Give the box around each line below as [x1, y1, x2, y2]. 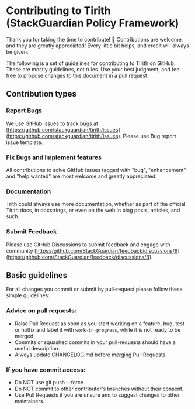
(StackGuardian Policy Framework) [6, 16, 179, 30]
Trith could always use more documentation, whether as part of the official [6, 201, 186, 208]
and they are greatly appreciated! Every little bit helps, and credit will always [6, 42, 190, 49]
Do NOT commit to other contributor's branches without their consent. [14, 385, 184, 392]
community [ [6, 247, 37, 254]
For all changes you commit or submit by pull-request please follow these [6, 286, 183, 293]
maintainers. [14, 397, 45, 404]
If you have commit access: [6, 366, 86, 374]
